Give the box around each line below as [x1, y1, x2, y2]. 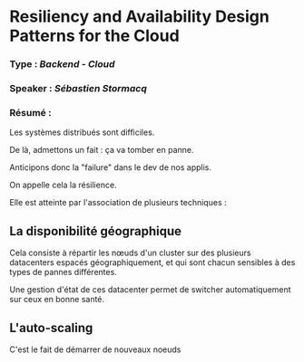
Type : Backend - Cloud [9, 58, 115, 71]
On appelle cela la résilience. [9, 179, 117, 191]
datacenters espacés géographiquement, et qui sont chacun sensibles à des [9, 257, 296, 268]
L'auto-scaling [9, 319, 93, 336]
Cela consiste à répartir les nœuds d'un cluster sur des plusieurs [9, 247, 251, 259]
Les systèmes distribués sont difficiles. [9, 127, 155, 138]
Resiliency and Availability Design [9, 6, 270, 27]
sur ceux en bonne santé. [9, 294, 105, 305]
